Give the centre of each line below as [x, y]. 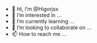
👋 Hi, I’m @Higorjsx [35, 9]
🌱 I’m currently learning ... [43, 21]
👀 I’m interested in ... [36, 15]
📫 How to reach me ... [39, 34]
